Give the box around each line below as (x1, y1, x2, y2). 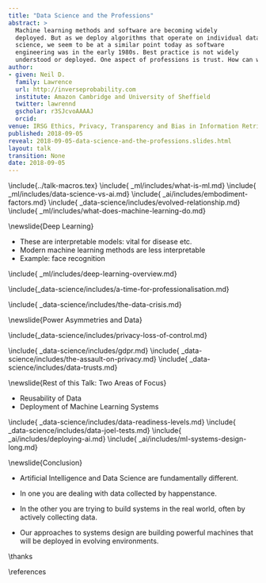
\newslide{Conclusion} (8, 458, 83, 468)
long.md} (8, 443, 38, 452)
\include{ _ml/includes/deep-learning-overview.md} (8, 269, 177, 278)
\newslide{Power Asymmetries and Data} (8, 315, 142, 325)
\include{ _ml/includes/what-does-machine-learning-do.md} (8, 206, 206, 216)
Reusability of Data (19, 393, 82, 403)
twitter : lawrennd (15, 100, 77, 108)
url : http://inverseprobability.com (15, 85, 136, 94)
